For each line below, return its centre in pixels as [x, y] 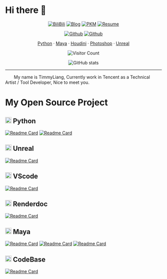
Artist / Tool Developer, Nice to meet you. [47, 82]
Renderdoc [30, 204]
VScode [25, 176]
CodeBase [29, 259]
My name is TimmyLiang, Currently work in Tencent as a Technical [82, 77]
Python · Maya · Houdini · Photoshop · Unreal [83, 43]
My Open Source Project [57, 103]
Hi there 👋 [26, 10]
